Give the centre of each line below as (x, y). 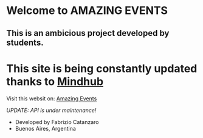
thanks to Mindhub (55, 81)
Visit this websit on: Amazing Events (52, 98)
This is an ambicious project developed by (88, 33)
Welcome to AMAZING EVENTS (87, 11)
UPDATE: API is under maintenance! (51, 110)
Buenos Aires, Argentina (45, 128)
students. (25, 42)
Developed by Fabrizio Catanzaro (57, 122)
